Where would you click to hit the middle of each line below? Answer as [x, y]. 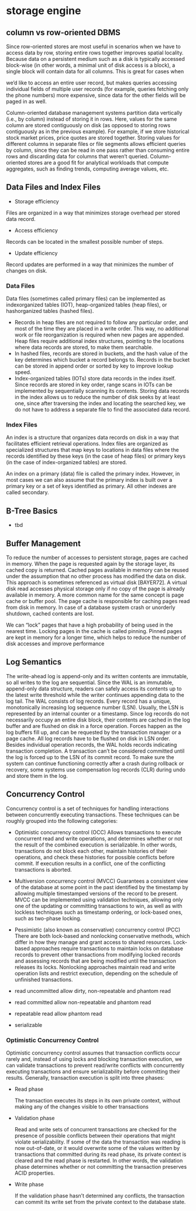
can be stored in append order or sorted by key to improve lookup [94, 366]
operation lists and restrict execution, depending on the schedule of [96, 973]
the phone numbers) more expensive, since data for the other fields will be [96, 95]
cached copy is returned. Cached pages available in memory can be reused [97, 570]
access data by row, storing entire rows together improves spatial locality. [95, 53]
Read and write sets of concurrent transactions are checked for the [96, 1129]
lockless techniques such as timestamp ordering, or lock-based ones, [99, 912]
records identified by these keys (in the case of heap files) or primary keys [96, 456]
